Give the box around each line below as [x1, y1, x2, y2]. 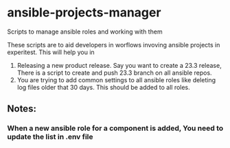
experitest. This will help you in [7, 48, 95, 56]
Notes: [7, 103, 36, 114]
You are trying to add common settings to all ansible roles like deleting [16, 75, 216, 84]
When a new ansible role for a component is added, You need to [7, 123, 224, 133]
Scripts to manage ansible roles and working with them [7, 27, 163, 36]
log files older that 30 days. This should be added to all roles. [16, 83, 190, 91]
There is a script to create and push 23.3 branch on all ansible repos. [16, 69, 212, 77]
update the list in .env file [7, 132, 94, 142]
